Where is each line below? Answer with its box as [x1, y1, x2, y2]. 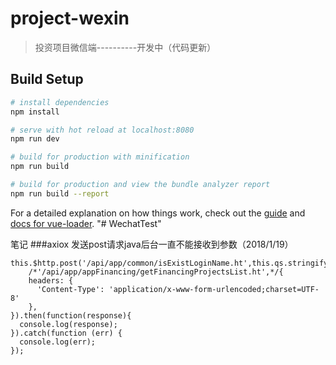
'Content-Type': [36, 284, 105, 294]
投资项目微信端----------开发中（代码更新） [34, 41, 217, 53]
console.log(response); [19, 319, 118, 329]
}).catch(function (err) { [10, 328, 123, 338]
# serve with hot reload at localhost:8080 [10, 125, 195, 135]
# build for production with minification [10, 152, 190, 162]
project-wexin [10, 7, 130, 30]
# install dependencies [10, 97, 110, 107]
